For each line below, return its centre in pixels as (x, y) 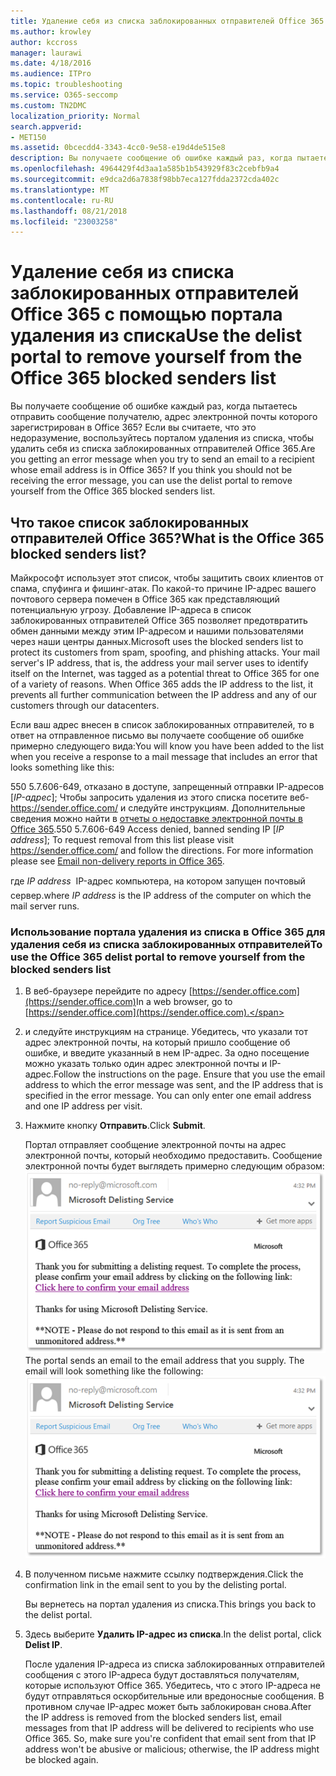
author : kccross (44, 42)
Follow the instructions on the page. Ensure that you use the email (189, 1074)
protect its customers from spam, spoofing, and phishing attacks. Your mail (165, 652)
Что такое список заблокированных (130, 522)
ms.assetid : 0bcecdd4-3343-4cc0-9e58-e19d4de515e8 (118, 148)
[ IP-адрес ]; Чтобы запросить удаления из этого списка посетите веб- (160, 797)
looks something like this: (62, 767)
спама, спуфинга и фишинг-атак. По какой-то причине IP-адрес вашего (163, 588)
